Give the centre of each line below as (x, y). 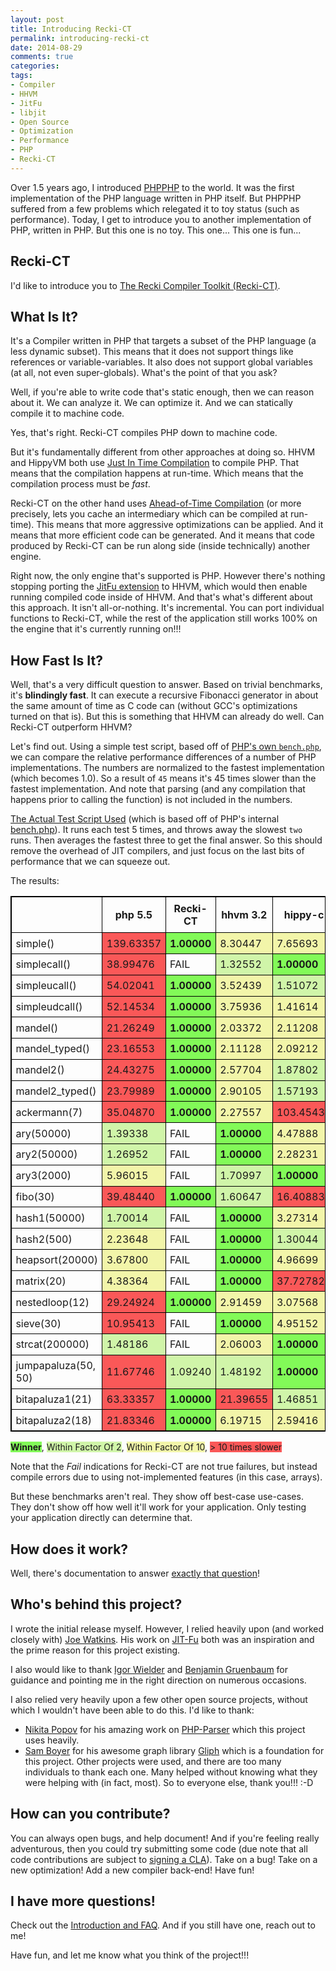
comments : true (42, 57)
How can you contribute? (90, 1814)
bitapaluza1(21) (54, 1399)
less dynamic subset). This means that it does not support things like (152, 352)
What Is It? (44, 316)
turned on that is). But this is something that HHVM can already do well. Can (167, 717)
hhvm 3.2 (244, 915)
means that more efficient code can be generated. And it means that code (162, 535)
